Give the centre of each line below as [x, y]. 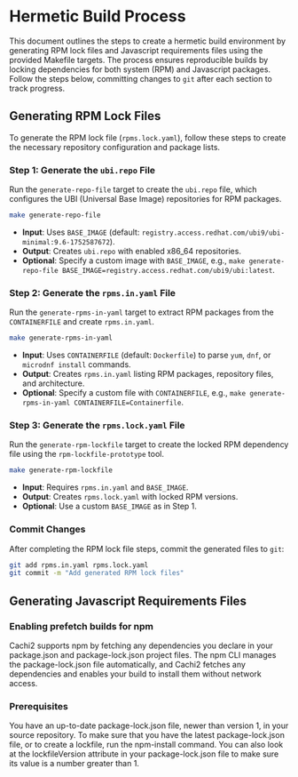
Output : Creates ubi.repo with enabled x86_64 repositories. [132, 251]
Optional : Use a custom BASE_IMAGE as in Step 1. [110, 506]
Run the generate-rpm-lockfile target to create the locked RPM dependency [149, 445]
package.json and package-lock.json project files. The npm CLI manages [143, 655]
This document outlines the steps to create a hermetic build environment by [148, 41]
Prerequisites [39, 706]
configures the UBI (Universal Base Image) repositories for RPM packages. [145, 199]
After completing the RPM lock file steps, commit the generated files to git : [147, 549]
